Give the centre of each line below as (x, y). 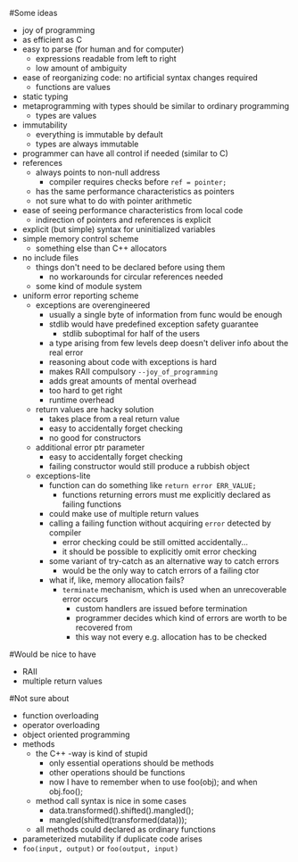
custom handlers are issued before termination (161, 609)
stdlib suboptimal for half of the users (131, 333)
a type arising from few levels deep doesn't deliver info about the (169, 343)
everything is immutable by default (99, 134)
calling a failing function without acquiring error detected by (160, 523)
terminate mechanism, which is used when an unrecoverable (174, 589)
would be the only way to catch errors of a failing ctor (161, 571)
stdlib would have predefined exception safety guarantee (153, 324)
